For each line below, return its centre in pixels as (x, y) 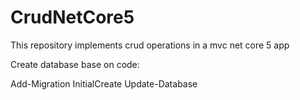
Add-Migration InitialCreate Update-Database (104, 83)
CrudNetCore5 (72, 17)
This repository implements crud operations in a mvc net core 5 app (150, 45)
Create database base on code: (75, 64)
